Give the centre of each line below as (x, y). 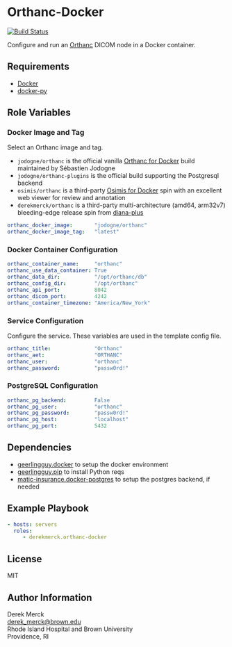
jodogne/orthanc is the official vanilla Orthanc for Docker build (106, 161)
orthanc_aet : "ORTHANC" (65, 355)
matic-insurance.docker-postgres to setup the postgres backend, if (114, 479)
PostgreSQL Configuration (53, 386)
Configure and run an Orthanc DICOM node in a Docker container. (101, 44)
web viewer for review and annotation (71, 198)
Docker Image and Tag (46, 133)
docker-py (32, 90)
